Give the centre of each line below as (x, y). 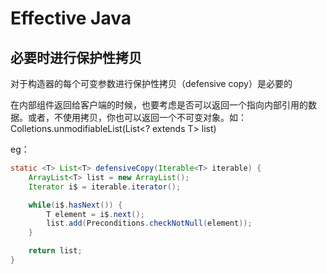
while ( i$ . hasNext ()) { (75, 205)
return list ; (55, 251)
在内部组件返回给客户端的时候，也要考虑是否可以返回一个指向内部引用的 (159, 105)
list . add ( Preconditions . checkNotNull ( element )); (149, 223)
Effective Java (71, 18)
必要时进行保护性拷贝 (76, 57)
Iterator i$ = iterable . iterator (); (105, 187)
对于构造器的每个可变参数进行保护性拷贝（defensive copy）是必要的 (151, 83)
